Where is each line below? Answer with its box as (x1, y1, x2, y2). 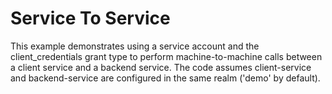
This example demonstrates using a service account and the (10, 40, 260, 52)
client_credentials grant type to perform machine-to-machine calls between (10, 50, 323, 62)
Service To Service (10, 7, 171, 30)
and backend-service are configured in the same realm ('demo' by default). (10, 72, 321, 84)
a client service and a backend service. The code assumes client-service (10, 61, 312, 73)
